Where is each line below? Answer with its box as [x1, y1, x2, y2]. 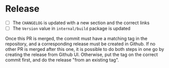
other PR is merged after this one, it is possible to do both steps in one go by [5, 46, 164, 52]
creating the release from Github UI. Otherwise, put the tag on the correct [5, 51, 158, 58]
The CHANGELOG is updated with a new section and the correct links [12, 20, 150, 26]
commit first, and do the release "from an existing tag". [5, 57, 120, 63]
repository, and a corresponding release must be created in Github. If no [5, 41, 155, 47]
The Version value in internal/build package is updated [12, 26, 131, 31]
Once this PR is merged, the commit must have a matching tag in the [5, 36, 148, 42]
